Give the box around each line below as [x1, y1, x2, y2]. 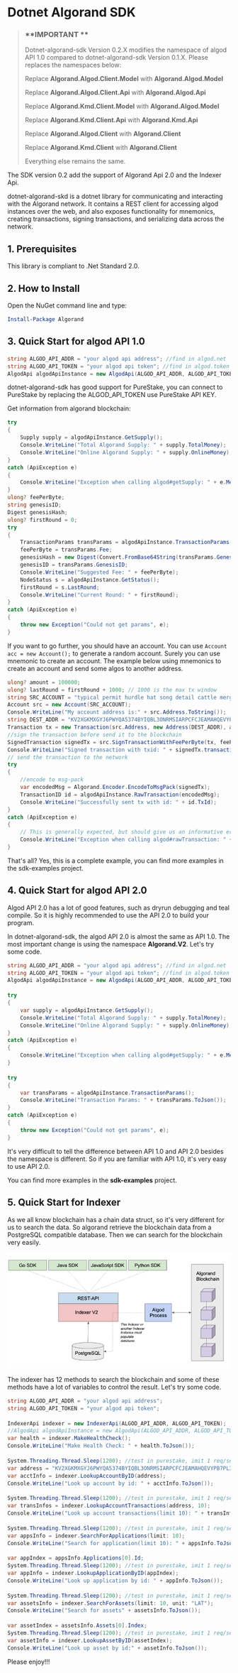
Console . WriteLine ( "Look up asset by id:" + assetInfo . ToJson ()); [7, 1645, 208, 1652]
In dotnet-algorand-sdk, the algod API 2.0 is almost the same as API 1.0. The [7, 932, 230, 941]
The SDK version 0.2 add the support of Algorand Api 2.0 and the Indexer [7, 171, 222, 180]
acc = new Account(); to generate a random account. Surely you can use [7, 649, 221, 658]
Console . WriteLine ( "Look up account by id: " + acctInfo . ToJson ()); [7, 1480, 214, 1487]
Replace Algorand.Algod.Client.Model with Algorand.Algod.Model [24, 75, 224, 83]
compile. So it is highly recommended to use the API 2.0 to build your [7, 910, 209, 920]
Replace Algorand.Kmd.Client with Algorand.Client [24, 143, 177, 152]
